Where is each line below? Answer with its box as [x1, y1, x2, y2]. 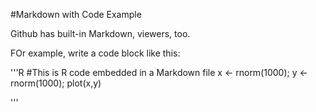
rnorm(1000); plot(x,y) [10, 77, 102, 89]
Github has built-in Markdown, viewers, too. [10, 28, 191, 39]
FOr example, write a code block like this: [10, 47, 181, 59]
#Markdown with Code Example [10, 9, 142, 20]
